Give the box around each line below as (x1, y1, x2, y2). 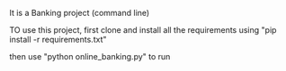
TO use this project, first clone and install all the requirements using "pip (9, 25, 277, 35)
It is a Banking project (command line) (9, 8, 150, 18)
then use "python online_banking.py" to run (9, 51, 171, 61)
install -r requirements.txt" (9, 35, 107, 44)
